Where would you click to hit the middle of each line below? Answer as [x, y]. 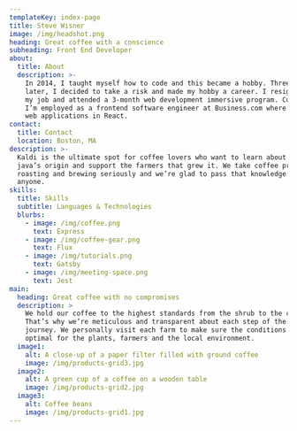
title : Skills [43, 199]
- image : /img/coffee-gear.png [83, 240]
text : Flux [53, 248]
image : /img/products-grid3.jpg [84, 363]
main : [19, 289]
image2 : [31, 371]
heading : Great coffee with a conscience [87, 42]
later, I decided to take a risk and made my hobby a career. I [146, 91]
